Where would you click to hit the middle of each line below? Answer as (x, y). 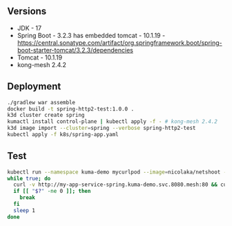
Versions (27, 11)
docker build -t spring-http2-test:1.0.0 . (71, 109)
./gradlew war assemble (41, 102)
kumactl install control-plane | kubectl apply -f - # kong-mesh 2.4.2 (112, 122)
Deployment (34, 87)
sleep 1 (25, 210)
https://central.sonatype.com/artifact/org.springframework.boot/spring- (119, 43)
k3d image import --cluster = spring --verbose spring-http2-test (101, 128)
